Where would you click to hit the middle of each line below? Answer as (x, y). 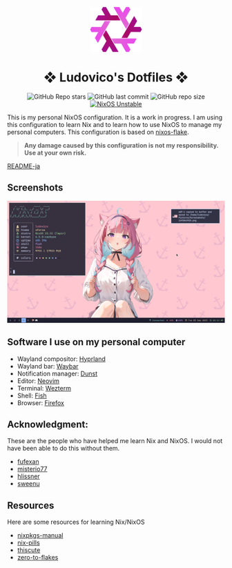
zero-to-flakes (38, 558)
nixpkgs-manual (40, 536)
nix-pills (28, 543)
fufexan (28, 462)
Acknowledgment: (48, 425)
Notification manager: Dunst (57, 373)
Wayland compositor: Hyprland (61, 359)
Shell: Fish (32, 395)
